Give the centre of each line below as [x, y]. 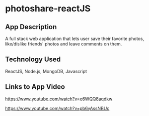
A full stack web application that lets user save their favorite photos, [74, 39]
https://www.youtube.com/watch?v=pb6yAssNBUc [57, 108]
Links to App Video [35, 87]
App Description [31, 27]
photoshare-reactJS [48, 9]
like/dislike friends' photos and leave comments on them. [64, 44]
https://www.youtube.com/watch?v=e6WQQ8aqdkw [59, 99]
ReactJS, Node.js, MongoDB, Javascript [46, 71]
